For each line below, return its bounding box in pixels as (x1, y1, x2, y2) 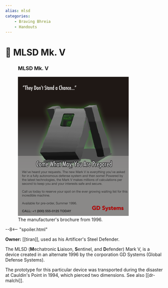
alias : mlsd (5, 8, 30, 13)
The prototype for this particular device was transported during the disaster (5, 267, 163, 273)
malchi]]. (5, 277, 24, 283)
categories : (5, 13, 30, 19)
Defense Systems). (5, 257, 45, 263)
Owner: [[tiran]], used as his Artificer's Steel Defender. (5, 236, 120, 242)
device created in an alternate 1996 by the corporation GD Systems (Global (5, 251, 162, 258)
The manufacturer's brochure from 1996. (18, 216, 103, 222)
